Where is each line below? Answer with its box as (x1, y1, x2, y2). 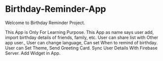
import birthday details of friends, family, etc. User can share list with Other (5, 34, 159, 40)
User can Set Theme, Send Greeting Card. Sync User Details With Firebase (5, 45, 158, 51)
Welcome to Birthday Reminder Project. (5, 20, 85, 26)
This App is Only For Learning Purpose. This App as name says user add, (5, 29, 154, 35)
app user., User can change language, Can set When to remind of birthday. (5, 39, 158, 45)
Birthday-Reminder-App (5, 3, 106, 15)
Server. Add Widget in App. (5, 50, 61, 56)
